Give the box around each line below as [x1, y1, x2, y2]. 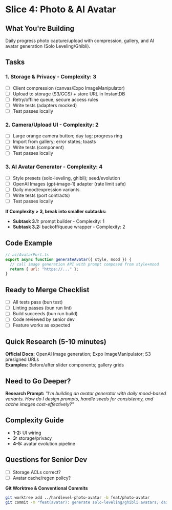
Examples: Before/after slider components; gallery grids [5, 362, 124, 368]
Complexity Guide [5, 416, 64, 425]
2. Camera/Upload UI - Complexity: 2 [5, 121, 99, 128]
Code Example [5, 238, 53, 247]
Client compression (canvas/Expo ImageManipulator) [12, 85, 125, 91]
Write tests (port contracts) [12, 192, 70, 198]
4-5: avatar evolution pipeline [12, 440, 76, 446]
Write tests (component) [12, 145, 64, 151]
